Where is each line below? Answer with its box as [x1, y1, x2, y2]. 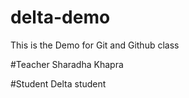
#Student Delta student [10, 77, 107, 90]
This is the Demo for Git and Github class [10, 39, 180, 51]
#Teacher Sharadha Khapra [10, 58, 124, 70]
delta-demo [10, 6, 111, 29]
